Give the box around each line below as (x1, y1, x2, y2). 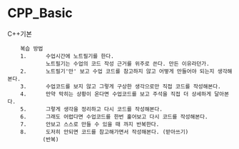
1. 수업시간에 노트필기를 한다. (20, 52, 114, 60)
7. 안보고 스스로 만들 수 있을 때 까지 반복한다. (20, 120, 160, 128)
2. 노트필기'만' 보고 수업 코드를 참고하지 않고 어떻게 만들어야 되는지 (20, 68, 215, 75)
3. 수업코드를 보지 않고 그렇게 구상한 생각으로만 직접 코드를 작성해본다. (20, 83, 221, 90)
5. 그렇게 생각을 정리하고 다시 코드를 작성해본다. (20, 106, 163, 113)
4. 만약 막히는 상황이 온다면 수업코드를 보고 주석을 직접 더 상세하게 (20, 91, 212, 98)
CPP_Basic (7, 5, 73, 21)
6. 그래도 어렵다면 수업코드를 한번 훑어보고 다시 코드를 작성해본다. (20, 113, 208, 120)
